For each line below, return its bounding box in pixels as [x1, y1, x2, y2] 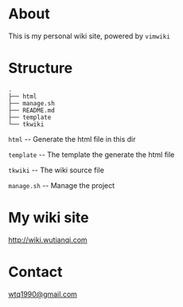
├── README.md [8, 106, 56, 114]
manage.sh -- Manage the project [8, 180, 115, 190]
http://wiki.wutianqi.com [8, 234, 88, 244]
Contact [8, 263, 63, 281]
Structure [8, 59, 73, 77]
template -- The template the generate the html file [8, 149, 175, 159]
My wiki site [8, 209, 89, 227]
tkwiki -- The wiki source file [8, 165, 105, 175]
